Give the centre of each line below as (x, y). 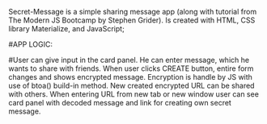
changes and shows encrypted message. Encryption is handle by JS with (131, 77)
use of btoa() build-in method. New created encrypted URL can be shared (131, 85)
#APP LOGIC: (31, 44)
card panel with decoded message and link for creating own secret (120, 103)
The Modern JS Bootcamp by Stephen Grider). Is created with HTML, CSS (132, 20)
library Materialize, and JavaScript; (67, 29)
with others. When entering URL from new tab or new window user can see (133, 94)
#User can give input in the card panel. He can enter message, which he (129, 60)
